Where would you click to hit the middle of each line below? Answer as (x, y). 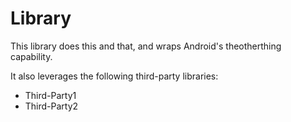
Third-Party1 (50, 95)
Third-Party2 (51, 106)
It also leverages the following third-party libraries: (114, 76)
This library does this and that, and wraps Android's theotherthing (146, 46)
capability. (31, 56)
